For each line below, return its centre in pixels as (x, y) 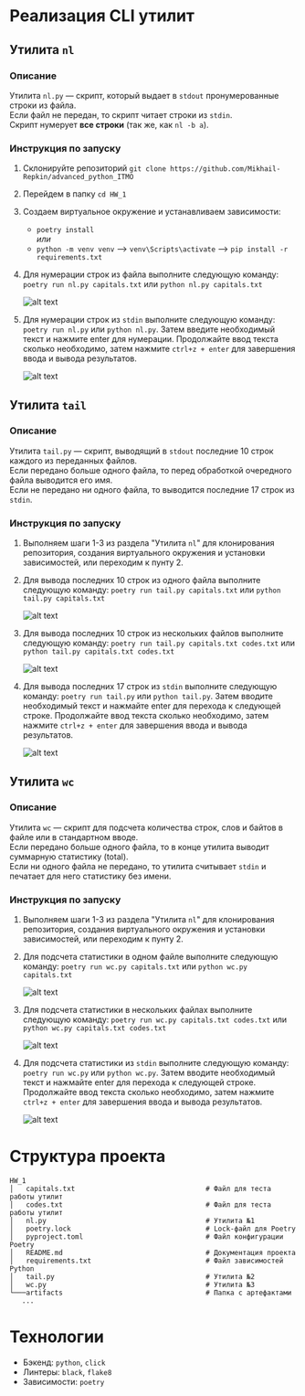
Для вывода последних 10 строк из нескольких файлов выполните (153, 634)
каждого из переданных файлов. (74, 460)
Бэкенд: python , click (64, 1362)
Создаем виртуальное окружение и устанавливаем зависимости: (152, 212)
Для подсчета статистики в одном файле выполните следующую (150, 957)
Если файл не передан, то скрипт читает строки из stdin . (121, 114)
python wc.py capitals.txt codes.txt (95, 1028)
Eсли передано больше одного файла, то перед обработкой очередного (151, 470)
